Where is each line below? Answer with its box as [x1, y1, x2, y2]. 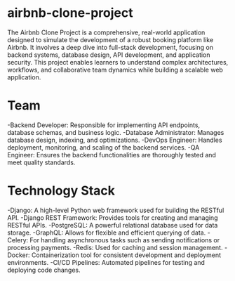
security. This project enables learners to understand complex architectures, [7, 58, 229, 66]
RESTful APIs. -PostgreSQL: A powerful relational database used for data [7, 221, 218, 229]
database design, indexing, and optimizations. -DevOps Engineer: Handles [7, 136, 222, 144]
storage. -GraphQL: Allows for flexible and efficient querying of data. [7, 228, 206, 237]
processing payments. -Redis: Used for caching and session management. [7, 243, 223, 251]
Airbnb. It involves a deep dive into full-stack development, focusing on [7, 43, 214, 51]
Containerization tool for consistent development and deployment [31, 251, 222, 259]
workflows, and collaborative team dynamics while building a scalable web [7, 65, 223, 74]
